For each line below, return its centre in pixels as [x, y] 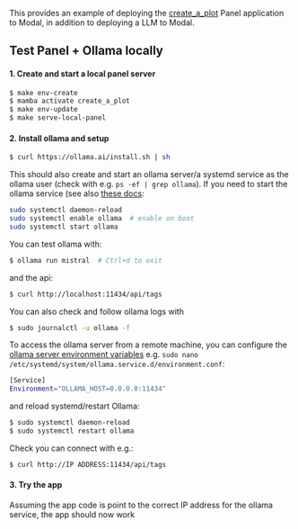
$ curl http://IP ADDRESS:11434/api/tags [88, 464]
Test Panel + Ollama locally [86, 51]
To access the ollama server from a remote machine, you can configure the [148, 345]
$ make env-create [44, 93]
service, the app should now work [72, 515]
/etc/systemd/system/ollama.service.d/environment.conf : [117, 364]
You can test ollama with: [56, 244]
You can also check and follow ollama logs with [96, 311]
